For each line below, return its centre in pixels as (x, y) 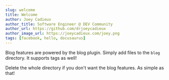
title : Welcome (21, 15)
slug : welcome (20, 10)
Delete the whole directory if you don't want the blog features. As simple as (85, 68)
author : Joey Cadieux (28, 19)
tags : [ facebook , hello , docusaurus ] (45, 38)
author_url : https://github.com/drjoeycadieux (56, 29)
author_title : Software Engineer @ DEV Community (59, 24)
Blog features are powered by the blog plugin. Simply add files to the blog (83, 52)
